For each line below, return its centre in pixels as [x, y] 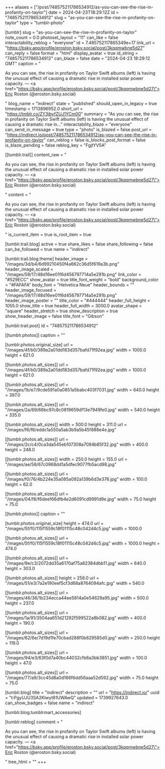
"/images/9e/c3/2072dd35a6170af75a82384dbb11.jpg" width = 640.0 [76, 563]
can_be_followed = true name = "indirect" [47, 249]
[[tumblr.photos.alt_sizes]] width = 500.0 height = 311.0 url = [66, 425]
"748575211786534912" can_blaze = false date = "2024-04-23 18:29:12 [78, 58]
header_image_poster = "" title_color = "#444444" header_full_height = [78, 301]
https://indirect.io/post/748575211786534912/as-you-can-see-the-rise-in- [82, 135]
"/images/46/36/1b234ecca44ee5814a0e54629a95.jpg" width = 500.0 [77, 598]
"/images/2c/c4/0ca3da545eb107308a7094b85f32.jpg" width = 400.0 [77, 444]
